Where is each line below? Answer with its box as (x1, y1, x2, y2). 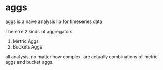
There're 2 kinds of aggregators (5, 28, 73, 34)
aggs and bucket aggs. (5, 59, 54, 65)
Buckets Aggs (12, 43, 43, 50)
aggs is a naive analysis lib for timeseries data (5, 18, 103, 25)
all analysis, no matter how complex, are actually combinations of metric (5, 53, 158, 60)
